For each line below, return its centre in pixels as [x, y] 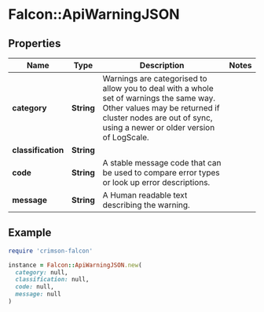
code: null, [35, 287]
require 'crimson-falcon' [50, 251]
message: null [38, 294]
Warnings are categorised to [155, 78]
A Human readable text [145, 195]
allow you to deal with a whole [158, 88]
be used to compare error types [161, 172]
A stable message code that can [162, 163]
